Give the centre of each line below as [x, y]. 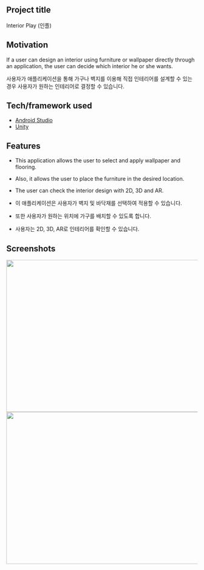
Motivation [27, 45]
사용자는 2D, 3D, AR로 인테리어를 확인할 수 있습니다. [77, 229]
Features [23, 146]
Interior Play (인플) [29, 25]
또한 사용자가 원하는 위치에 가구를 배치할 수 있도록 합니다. [83, 216]
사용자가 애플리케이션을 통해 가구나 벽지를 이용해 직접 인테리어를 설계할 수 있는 [100, 78]
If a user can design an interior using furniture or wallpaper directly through [101, 60]
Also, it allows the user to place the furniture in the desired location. [100, 179]
